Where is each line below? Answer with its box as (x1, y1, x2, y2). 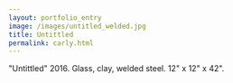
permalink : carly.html (8, 38, 94, 48)
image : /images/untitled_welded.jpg (8, 22, 146, 31)
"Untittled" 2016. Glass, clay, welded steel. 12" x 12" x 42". (8, 63, 225, 74)
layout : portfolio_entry (8, 13, 102, 23)
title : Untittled (8, 30, 74, 39)
